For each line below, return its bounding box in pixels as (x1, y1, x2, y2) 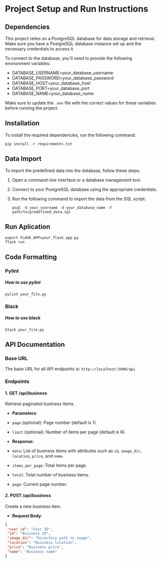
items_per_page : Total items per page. (12, 462, 88, 468)
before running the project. (5, 105, 59, 111)
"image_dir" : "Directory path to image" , (7, 536, 92, 541)
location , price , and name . (12, 453, 64, 459)
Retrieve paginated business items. (5, 401, 75, 407)
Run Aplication (5, 222, 51, 231)
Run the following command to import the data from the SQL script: (12, 196, 146, 202)
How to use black (5, 315, 41, 321)
